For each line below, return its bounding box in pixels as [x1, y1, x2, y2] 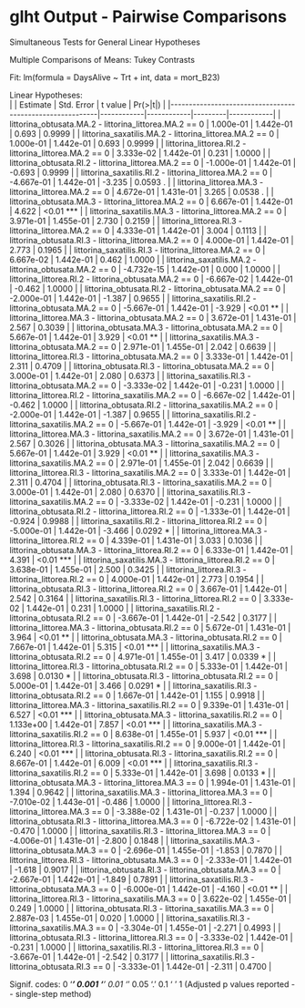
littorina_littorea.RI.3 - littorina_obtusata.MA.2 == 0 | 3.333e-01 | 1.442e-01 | [9, 351, 294, 362]
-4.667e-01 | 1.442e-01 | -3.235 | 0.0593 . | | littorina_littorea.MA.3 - [9, 176, 264, 188]
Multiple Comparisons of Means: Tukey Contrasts [9, 54, 196, 65]
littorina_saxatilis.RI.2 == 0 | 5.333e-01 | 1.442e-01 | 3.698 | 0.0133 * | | [9, 767, 276, 778]
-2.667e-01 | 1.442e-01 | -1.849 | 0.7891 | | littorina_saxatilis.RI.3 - [9, 873, 255, 885]
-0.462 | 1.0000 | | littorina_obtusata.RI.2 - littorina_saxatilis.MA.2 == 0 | [9, 399, 279, 410]
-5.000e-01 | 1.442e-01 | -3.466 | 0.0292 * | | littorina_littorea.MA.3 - [9, 525, 269, 536]
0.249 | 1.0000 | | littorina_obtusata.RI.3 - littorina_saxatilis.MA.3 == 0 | [9, 902, 275, 913]
